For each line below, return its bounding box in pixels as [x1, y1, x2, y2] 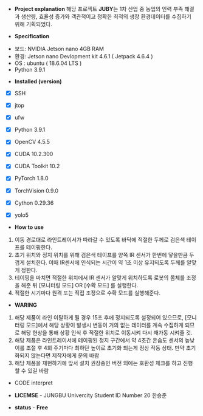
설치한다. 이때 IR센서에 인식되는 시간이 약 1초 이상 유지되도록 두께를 [26, 259, 186, 266]
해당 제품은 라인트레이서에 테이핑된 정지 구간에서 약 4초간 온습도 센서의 [14, 336, 184, 344]
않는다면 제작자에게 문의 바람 [30, 352, 100, 359]
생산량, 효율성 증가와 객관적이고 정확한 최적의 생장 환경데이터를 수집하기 [21, 13, 192, 20]
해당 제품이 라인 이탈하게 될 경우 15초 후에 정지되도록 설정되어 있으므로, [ [14, 313, 187, 321]
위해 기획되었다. [14, 21, 52, 27]
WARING [14, 301, 38, 309]
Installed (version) [14, 78, 62, 85]
